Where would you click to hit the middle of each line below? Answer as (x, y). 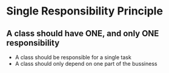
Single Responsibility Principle (85, 11)
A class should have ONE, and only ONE (83, 33)
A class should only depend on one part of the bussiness (86, 64)
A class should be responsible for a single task (73, 57)
